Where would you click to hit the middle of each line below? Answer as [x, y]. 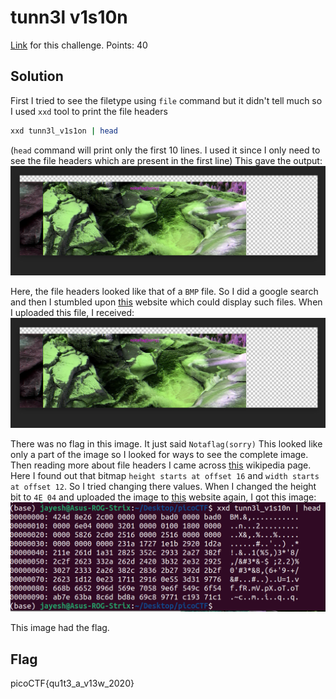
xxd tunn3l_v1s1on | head [64, 131]
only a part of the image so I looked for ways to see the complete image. [159, 455]
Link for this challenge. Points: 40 [79, 45]
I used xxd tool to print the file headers [89, 111]
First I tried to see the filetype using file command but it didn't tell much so [166, 100]
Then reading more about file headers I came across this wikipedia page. [161, 465]
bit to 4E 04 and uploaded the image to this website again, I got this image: [163, 497]
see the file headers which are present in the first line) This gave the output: [166, 160]
